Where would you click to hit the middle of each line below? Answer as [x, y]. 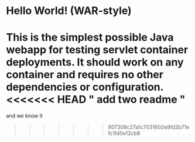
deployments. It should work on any [95, 62]
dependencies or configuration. [85, 87]
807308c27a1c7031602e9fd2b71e [149, 127]
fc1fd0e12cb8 [124, 133]
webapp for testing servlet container [97, 50]
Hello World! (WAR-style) [69, 11]
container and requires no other [85, 75]
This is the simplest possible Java [90, 38]
